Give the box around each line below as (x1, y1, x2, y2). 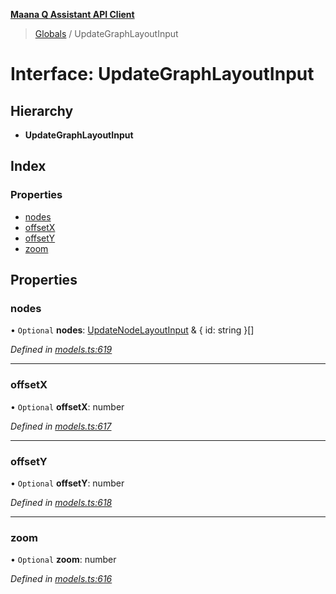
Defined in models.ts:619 (10, 344, 113, 356)
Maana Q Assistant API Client (10, 9, 135, 20)
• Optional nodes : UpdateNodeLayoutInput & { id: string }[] (10, 324, 255, 336)
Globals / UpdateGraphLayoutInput (34, 28, 179, 39)
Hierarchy (10, 102, 74, 119)
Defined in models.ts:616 (10, 573, 113, 585)
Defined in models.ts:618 (10, 496, 113, 508)
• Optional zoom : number (10, 554, 117, 566)
